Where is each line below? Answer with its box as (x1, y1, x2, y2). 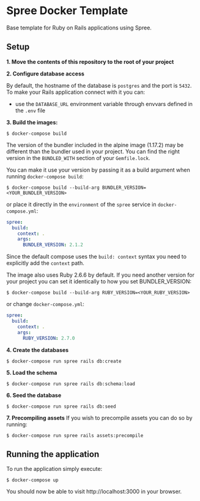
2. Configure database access (6, 70, 84, 77)
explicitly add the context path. (6, 259, 84, 267)
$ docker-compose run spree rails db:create (6, 358, 122, 364)
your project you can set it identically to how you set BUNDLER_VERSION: (6, 278, 191, 285)
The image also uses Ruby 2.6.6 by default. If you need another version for (6, 271, 194, 279)
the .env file (15, 107, 46, 114)
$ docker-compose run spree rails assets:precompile (6, 432, 144, 438)
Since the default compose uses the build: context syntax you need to (6, 253, 187, 261)
